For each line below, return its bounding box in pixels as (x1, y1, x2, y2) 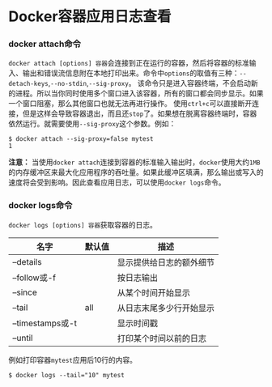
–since (12, 287, 38, 298)
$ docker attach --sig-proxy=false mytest (8, 135, 154, 143)
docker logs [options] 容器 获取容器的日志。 (8, 219, 158, 229)
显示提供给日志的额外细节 (117, 257, 215, 268)
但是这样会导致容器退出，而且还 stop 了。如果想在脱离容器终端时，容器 (22, 108, 257, 118)
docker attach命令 (8, 38, 81, 49)
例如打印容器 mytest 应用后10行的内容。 (8, 355, 138, 364)
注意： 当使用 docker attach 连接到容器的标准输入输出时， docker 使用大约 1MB (8, 157, 261, 167)
